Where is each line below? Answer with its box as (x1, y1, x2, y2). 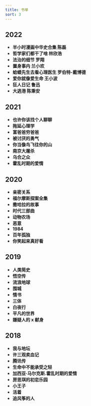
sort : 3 (5, 12, 21, 17)
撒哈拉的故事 (12, 201, 39, 207)
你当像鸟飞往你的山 (12, 142, 52, 148)
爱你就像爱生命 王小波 (12, 75, 58, 81)
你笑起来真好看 (12, 238, 43, 244)
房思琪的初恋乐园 (12, 377, 48, 383)
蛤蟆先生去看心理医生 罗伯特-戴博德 (12, 69, 86, 75)
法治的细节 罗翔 (12, 57, 45, 63)
